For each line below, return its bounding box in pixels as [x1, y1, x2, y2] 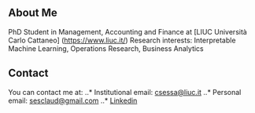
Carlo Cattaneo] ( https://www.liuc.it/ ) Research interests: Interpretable [8, 35, 236, 45]
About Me [8, 6, 57, 20]
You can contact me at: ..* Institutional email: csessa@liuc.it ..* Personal [8, 87, 242, 97]
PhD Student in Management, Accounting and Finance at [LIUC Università [8, 27, 248, 36]
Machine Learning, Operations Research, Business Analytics [8, 43, 204, 53]
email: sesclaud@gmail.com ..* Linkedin [8, 96, 138, 105]
